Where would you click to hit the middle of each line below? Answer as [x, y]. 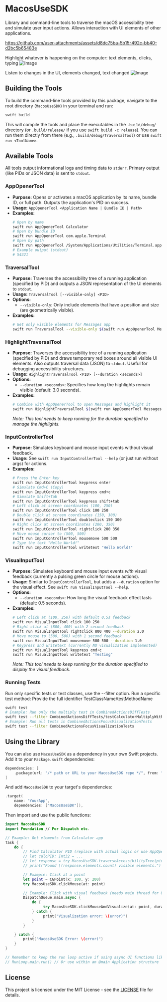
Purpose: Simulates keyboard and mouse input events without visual [83, 448]
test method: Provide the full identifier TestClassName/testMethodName [79, 699]
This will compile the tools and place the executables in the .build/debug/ [81, 124]
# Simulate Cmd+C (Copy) [38, 487]
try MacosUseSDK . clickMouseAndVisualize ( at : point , [98, 907]
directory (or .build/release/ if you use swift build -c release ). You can [81, 130]
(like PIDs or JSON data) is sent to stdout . [48, 173]
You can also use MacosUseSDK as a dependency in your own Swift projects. [82, 753]
